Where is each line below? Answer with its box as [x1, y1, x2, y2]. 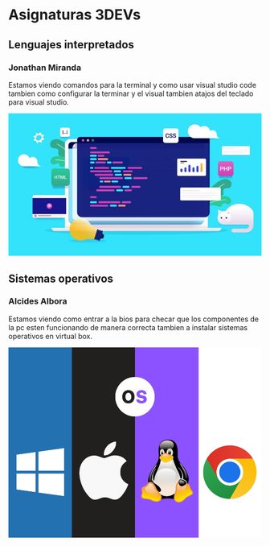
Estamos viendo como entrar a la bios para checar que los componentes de [8, 314, 260, 324]
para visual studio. [8, 97, 70, 106]
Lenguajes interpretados [8, 38, 135, 52]
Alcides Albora [8, 296, 67, 307]
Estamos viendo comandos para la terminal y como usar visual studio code [8, 80, 257, 89]
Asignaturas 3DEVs [8, 6, 141, 24]
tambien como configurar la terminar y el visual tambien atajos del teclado [8, 89, 254, 98]
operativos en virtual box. [8, 331, 93, 341]
